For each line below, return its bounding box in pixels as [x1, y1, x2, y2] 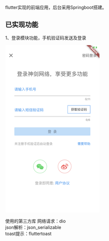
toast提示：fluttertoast [5, 230, 52, 236]
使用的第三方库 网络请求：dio [5, 218, 66, 224]
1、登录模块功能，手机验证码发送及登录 [5, 35, 86, 41]
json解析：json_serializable [5, 224, 61, 230]
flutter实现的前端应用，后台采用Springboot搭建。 [5, 5, 107, 10]
